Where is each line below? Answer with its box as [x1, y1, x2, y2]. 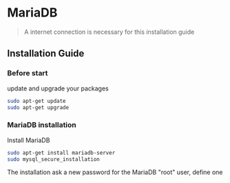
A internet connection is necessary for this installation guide [23, 28, 195, 36]
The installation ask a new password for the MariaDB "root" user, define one [7, 168, 223, 177]
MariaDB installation [7, 120, 77, 130]
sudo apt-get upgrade [7, 104, 70, 111]
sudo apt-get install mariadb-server [7, 149, 116, 156]
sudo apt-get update [7, 97, 67, 104]
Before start [7, 68, 48, 78]
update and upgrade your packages [7, 84, 109, 93]
